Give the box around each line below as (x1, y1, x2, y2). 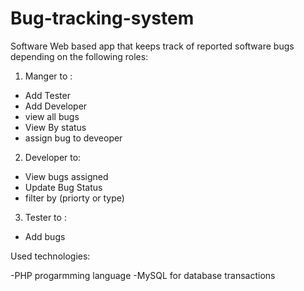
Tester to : (24, 211, 67, 223)
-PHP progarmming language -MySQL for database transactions (10, 269, 276, 281)
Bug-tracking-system (10, 7, 195, 30)
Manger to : (24, 70, 73, 82)
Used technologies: (10, 250, 91, 262)
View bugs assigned (24, 170, 109, 182)
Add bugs (24, 230, 66, 242)
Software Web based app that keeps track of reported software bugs (10, 40, 295, 52)
